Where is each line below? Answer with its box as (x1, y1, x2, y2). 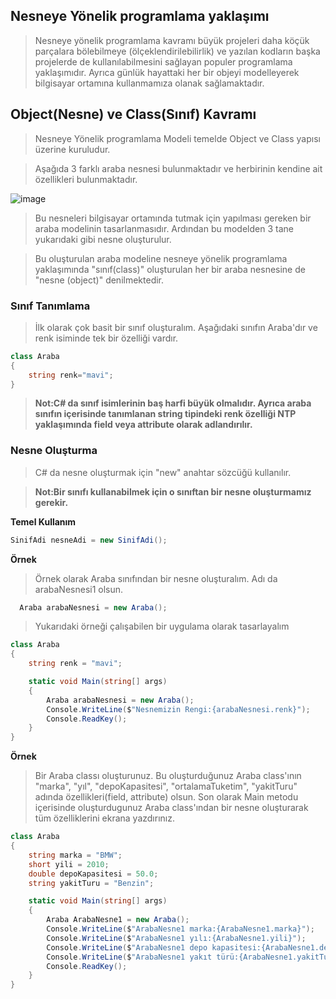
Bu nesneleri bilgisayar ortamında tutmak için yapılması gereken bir (34, 212, 312, 224)
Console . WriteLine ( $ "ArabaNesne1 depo (46, 942, 208, 953)
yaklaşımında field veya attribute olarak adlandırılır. (34, 419, 253, 431)
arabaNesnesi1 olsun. (34, 583, 124, 595)
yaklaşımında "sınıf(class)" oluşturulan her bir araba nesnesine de (34, 263, 306, 275)
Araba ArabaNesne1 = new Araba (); (46, 915, 190, 925)
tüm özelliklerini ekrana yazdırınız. (34, 812, 175, 824)
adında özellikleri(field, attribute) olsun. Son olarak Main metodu (34, 791, 299, 803)
